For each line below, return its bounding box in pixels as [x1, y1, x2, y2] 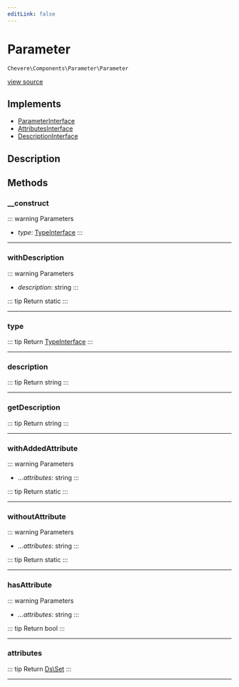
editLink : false [7, 10, 55, 18]
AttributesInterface [17, 124, 73, 133]
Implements [7, 98, 62, 110]
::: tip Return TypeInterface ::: [7, 337, 93, 346]
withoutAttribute [7, 512, 66, 521]
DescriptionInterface [17, 132, 78, 141]
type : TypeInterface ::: [17, 228, 83, 237]
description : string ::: [17, 283, 79, 291]
